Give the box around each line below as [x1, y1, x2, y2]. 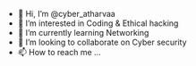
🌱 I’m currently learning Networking [17, 28, 149, 37]
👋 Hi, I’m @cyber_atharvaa [17, 9, 116, 19]
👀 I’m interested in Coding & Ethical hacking [17, 18, 179, 29]
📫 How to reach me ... [17, 47, 101, 57]
